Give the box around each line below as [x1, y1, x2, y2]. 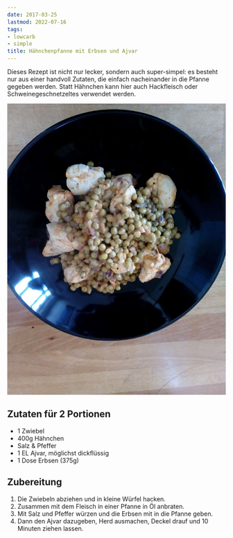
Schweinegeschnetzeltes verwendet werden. [7, 90, 137, 98]
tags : [7, 26, 23, 33]
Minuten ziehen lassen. [17, 524, 84, 532]
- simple [7, 40, 33, 48]
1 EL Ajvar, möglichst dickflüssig [17, 449, 110, 457]
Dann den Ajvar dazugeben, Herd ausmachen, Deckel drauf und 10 [17, 517, 209, 525]
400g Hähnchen [17, 434, 64, 442]
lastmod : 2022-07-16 [7, 18, 67, 26]
